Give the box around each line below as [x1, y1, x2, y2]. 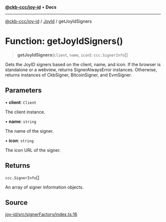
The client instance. [5, 109, 45, 115]
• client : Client [5, 99, 37, 105]
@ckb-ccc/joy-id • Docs [5, 4, 57, 10]
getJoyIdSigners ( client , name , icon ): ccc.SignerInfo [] [17, 52, 128, 58]
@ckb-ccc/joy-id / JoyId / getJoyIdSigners [5, 18, 92, 24]
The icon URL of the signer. [5, 147, 61, 153]
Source [5, 198, 28, 207]
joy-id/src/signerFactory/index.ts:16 [5, 212, 78, 218]
